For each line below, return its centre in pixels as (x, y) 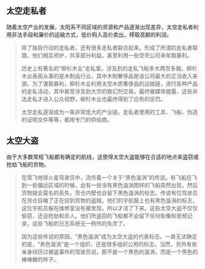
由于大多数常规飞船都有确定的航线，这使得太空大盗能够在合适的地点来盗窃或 (103, 157)
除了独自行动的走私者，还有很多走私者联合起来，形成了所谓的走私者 (107, 47)
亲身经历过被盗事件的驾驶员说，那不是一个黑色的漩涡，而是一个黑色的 (110, 252)
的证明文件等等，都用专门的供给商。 (67, 119)
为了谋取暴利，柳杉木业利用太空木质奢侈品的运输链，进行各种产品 (115, 83)
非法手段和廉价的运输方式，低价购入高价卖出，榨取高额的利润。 (92, 34)
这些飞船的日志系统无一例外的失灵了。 (80, 223)
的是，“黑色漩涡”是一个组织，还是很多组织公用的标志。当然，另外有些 (109, 244)
